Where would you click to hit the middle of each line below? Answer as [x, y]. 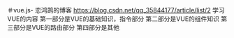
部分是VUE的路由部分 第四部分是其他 [66, 27]
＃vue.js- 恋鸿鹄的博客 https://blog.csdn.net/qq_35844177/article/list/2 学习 [116, 10]
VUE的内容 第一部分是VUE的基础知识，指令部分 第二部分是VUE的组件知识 [114, 19]
